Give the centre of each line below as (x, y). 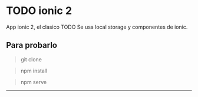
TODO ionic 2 (39, 11)
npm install (34, 71)
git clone (31, 59)
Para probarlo (32, 45)
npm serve (34, 82)
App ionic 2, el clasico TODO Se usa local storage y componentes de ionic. (97, 27)
